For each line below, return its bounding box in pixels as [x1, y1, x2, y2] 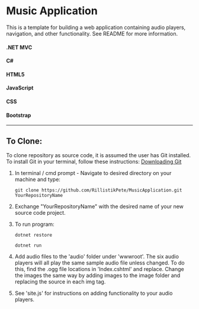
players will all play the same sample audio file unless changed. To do [14, 259, 185, 266]
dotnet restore [14, 232, 53, 238]
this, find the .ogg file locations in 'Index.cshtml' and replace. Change [14, 265, 185, 272]
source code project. [14, 209, 66, 216]
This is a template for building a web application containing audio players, [6, 24, 186, 31]
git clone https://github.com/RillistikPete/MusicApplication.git [14, 187, 182, 193]
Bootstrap [6, 112, 31, 119]
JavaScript [6, 84, 34, 91]
